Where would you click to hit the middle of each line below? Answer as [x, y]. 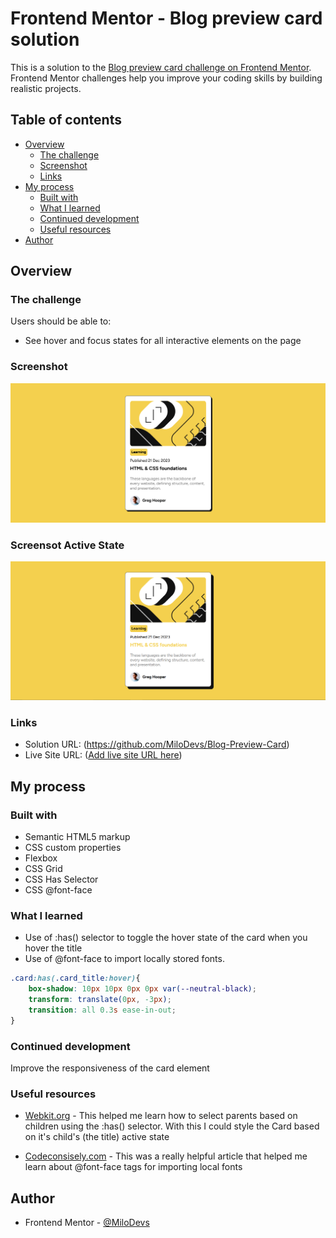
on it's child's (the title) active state [97, 1137]
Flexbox [41, 858]
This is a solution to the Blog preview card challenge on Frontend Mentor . [161, 67]
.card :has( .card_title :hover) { [75, 978]
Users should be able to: [61, 321]
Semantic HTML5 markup [77, 836]
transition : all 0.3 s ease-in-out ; [102, 1010]
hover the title [53, 948]
